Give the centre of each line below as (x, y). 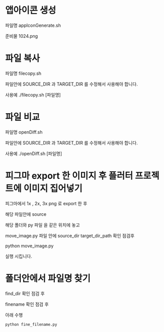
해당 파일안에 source (26, 214)
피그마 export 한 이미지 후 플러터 (69, 176)
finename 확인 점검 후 (27, 304)
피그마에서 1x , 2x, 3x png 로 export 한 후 (46, 203)
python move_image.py (29, 246)
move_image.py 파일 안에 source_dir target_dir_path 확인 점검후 (70, 235)
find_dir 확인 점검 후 (25, 293)
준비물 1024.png (22, 36)
